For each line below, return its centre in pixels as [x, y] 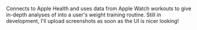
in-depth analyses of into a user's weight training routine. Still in [83, 15]
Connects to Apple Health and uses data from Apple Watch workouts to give [99, 9]
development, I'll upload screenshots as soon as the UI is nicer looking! [93, 21]
